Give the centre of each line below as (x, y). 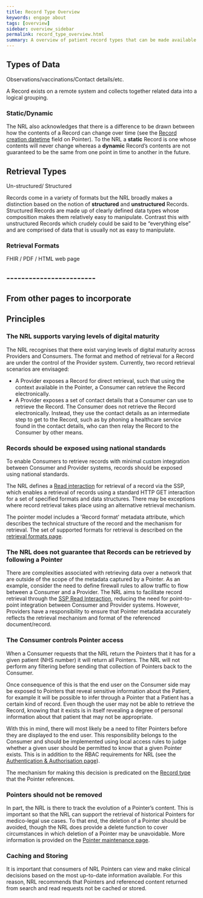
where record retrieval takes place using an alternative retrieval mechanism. (101, 505)
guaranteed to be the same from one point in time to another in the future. (98, 152)
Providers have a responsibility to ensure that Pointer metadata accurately (99, 612)
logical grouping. (27, 97)
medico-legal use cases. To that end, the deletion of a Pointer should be (96, 820)
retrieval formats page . (35, 536)
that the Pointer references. (41, 779)
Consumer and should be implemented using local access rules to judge (96, 741)
